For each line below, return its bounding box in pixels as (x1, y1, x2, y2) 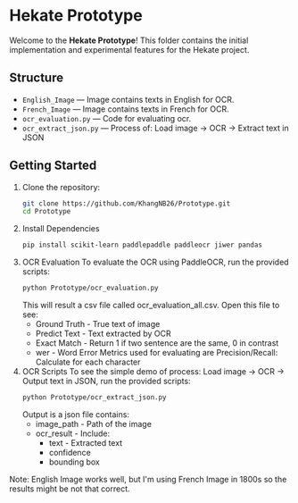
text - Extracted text (48, 437, 123, 448)
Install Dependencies (21, 223, 100, 234)
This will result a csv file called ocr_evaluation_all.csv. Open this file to (21, 300, 280, 311)
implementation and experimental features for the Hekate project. (9, 44, 250, 54)
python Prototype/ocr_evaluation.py (21, 283, 159, 293)
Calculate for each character (35, 356, 141, 367)
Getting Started (9, 158, 97, 173)
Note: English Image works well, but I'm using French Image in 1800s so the (9, 474, 287, 484)
